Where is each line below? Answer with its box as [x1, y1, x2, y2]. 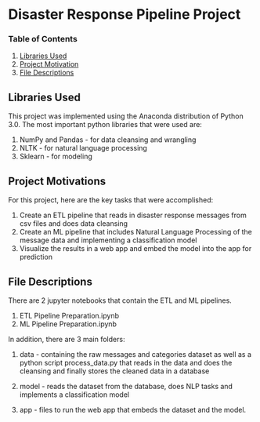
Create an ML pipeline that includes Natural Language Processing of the [19, 227, 253, 237]
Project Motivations [8, 174, 107, 187]
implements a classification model [19, 390, 130, 399]
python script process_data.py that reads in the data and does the [19, 358, 233, 367]
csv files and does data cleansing [19, 219, 128, 228]
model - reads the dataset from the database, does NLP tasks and [19, 381, 233, 391]
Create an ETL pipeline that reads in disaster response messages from [19, 210, 247, 220]
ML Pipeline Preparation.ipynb [19, 319, 117, 329]
